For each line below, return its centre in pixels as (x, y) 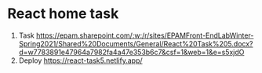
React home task (63, 14)
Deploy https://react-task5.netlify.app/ (80, 60)
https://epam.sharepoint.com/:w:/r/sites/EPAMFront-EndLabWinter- (145, 35)
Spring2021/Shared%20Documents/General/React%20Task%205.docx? (136, 43)
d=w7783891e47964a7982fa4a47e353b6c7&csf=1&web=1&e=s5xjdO (131, 52)
